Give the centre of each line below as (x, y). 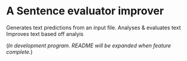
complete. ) (19, 51)
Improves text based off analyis (45, 33)
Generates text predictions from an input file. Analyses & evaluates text (93, 28)
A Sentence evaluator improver (85, 11)
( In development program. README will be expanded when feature (89, 45)
